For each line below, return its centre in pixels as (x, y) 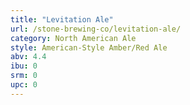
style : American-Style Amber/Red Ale (89, 47)
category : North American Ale (73, 38)
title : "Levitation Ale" (62, 19)
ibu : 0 (24, 66)
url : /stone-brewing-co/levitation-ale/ (96, 29)
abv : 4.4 (28, 57)
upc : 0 (24, 85)
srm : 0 (24, 76)
